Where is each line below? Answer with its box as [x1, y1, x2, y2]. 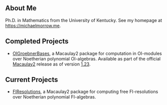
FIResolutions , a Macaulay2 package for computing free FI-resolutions [12, 88, 158, 94]
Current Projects [5, 75, 58, 84]
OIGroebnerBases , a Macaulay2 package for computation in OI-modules [12, 50, 162, 56]
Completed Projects [5, 37, 69, 45]
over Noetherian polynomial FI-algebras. [12, 94, 96, 100]
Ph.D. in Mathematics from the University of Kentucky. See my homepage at [5, 17, 162, 23]
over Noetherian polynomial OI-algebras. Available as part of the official [12, 55, 161, 61]
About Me [5, 4, 37, 12]
